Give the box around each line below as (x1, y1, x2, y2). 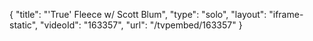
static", (9, 19, 39, 31)
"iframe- (268, 9, 304, 20)
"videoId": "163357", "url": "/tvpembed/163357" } (40, 19, 243, 31)
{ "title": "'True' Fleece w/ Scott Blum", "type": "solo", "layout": (9, 9, 267, 20)
